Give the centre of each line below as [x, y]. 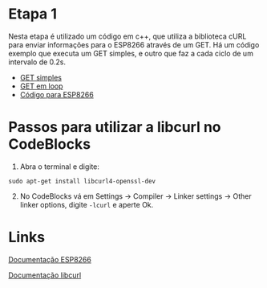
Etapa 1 [33, 14]
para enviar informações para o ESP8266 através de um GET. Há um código [134, 44]
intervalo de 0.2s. [37, 62]
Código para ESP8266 [57, 94]
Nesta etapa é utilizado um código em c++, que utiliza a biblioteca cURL [127, 36]
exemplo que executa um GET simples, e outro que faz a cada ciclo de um [131, 53]
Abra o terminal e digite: [60, 167]
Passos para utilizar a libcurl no [115, 128]
